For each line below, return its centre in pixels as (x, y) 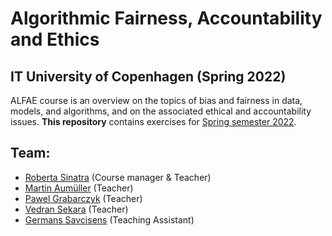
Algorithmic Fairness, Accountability (166, 18)
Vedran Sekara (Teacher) (76, 209)
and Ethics (55, 39)
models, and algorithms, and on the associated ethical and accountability (161, 111)
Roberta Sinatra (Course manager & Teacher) (118, 177)
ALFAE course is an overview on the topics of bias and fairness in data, (156, 100)
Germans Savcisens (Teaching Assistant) (109, 219)
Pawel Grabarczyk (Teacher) (83, 198)
